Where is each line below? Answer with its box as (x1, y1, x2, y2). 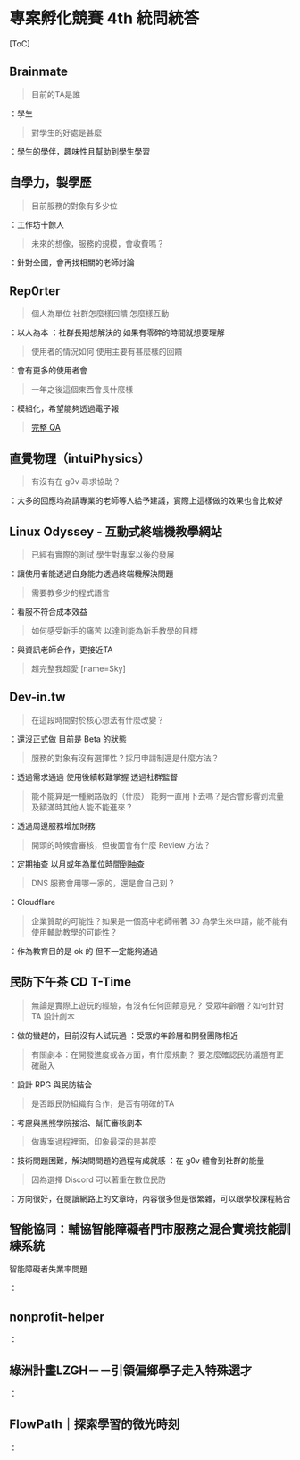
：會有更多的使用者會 (9, 365, 87, 376)
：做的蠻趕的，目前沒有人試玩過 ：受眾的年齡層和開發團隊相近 (9, 1029, 238, 1041)
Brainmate (9, 64, 69, 80)
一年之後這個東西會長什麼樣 (30, 384, 134, 395)
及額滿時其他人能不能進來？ (30, 801, 134, 812)
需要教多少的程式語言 (30, 587, 110, 598)
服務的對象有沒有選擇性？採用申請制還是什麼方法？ (30, 752, 220, 763)
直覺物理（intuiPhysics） (9, 450, 150, 466)
